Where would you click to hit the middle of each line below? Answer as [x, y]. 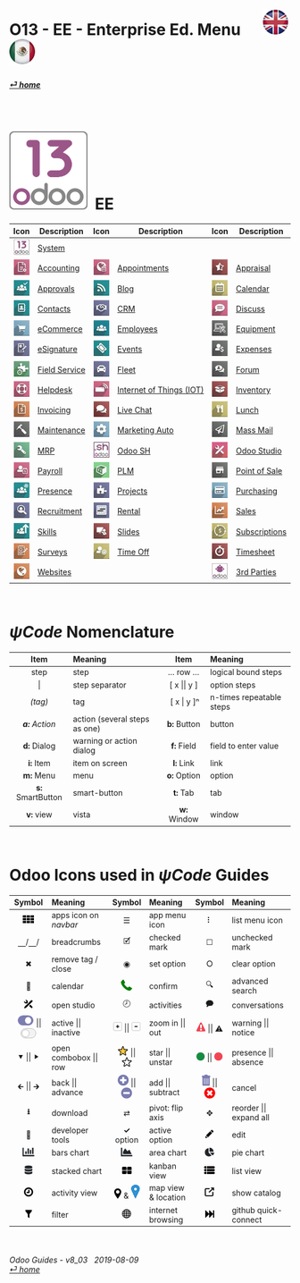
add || [160, 1083]
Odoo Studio [259, 451]
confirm [163, 986]
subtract [164, 1093]
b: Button [183, 723]
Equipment [256, 329]
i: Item [39, 763]
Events [130, 350]
